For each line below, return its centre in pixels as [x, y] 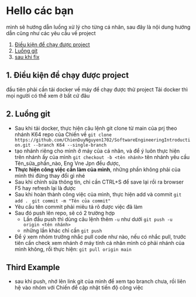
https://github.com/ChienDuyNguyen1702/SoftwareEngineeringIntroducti [102, 140]
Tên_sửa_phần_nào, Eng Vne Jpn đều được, [67, 163]
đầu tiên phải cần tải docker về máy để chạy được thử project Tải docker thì [97, 89]
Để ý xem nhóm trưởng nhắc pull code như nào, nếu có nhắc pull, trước [100, 236]
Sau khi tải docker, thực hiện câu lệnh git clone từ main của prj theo [96, 128]
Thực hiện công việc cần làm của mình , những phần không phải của [97, 169]
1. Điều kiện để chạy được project [68, 75]
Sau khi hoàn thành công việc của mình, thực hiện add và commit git [98, 194]
